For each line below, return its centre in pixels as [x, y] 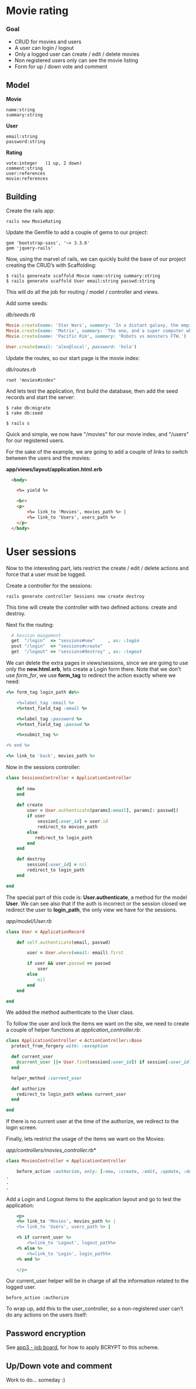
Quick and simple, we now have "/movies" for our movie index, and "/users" [97, 434]
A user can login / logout [44, 48]
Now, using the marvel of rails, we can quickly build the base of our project [96, 259]
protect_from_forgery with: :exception [60, 1046]
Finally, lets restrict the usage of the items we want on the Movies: [85, 1139]
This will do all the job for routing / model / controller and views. [83, 292]
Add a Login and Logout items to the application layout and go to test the [94, 1199]
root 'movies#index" [31, 380]
